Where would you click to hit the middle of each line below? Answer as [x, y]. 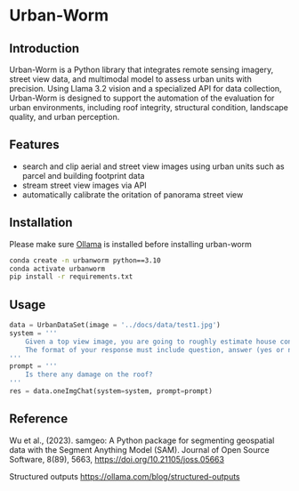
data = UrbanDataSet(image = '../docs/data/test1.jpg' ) [115, 326]
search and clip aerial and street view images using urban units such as [153, 166]
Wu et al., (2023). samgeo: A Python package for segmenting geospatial [142, 440]
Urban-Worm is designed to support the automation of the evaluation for [142, 98]
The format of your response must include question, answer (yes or [155, 350]
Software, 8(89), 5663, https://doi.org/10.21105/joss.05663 [117, 459]
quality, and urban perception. [65, 117]
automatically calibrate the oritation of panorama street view [133, 194]
